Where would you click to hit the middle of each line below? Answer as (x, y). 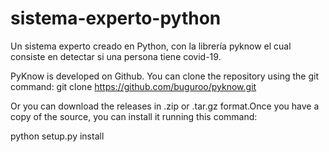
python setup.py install (57, 136)
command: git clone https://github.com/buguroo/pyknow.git (133, 86)
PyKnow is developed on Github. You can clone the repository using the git (164, 76)
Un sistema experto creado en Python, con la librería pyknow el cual (151, 46)
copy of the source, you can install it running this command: (134, 116)
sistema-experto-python (116, 18)
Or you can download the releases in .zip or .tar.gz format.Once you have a (165, 106)
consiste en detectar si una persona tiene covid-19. (116, 56)
